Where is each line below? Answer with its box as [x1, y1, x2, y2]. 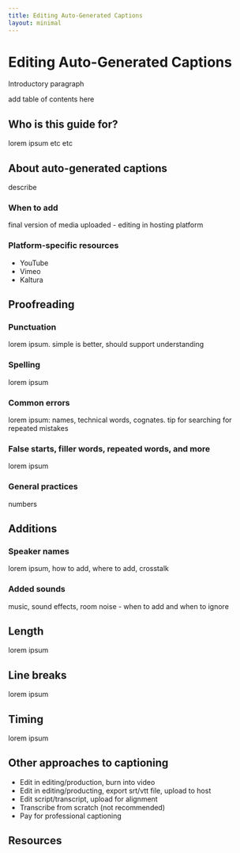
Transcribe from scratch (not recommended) [19, 802, 166, 812]
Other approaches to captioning [8, 756, 169, 770]
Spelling [8, 360, 41, 371]
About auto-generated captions [8, 162, 168, 175]
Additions [8, 522, 58, 535]
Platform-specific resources [8, 240, 119, 251]
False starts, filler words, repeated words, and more [8, 443, 211, 454]
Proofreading [8, 298, 75, 311]
